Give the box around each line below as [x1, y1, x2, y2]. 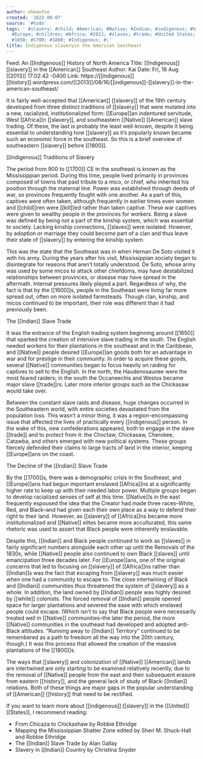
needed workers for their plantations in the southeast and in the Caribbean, [6, 342, 193, 349]
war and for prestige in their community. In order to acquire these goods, [6, 355, 187, 362]
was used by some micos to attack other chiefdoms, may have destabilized [6, 267, 193, 274]
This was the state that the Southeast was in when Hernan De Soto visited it [6, 248, 195, 255]
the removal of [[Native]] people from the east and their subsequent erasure [6, 671, 196, 678]
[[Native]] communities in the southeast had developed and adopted [6, 620, 176, 628]
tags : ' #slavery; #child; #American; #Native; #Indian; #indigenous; [6, 25, 188, 32]
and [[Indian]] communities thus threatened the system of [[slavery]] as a [6, 582, 189, 589]
